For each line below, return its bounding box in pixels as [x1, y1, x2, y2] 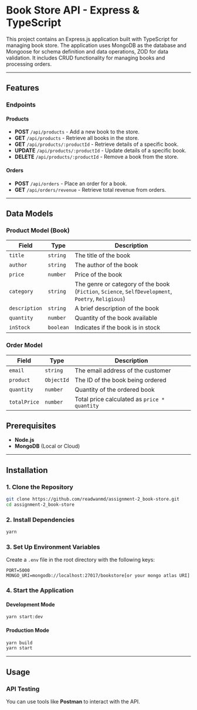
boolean [47, 324, 69, 331]
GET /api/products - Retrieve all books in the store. [14, 135, 140, 142]
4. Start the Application [6, 586, 74, 595]
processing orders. [6, 60, 52, 68]
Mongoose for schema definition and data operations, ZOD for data [6, 48, 169, 55]
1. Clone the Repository [6, 483, 73, 491]
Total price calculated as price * [74, 395, 165, 403]
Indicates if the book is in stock [74, 324, 160, 332]
